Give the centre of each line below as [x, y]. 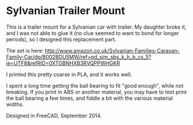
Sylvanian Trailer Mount [65, 11]
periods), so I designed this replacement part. [61, 39]
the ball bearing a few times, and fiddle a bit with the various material [89, 98]
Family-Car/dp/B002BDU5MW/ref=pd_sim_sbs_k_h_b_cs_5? [79, 57]
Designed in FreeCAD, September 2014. [54, 116]
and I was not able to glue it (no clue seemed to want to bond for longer [93, 33]
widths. [15, 104]
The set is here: [25, 50]
